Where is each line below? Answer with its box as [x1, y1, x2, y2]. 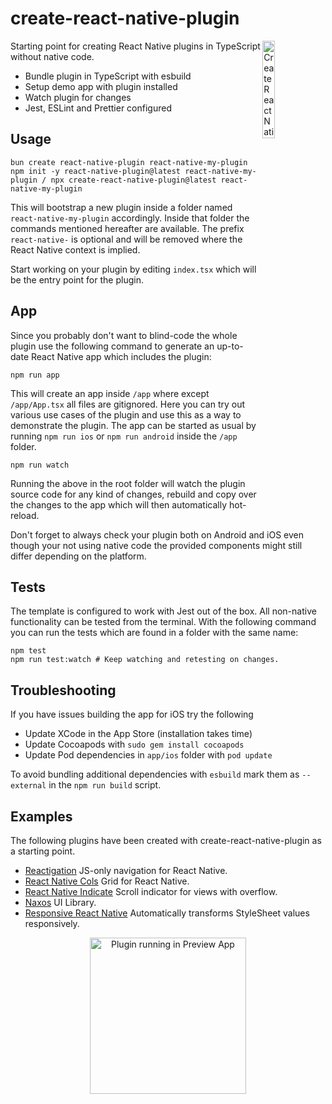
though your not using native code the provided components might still [10, 539, 303, 551]
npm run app [10, 370, 60, 380]
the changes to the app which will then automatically [10, 498, 228, 511]
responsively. [24, 918, 80, 929]
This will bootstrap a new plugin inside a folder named [10, 201, 233, 213]
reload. [10, 509, 40, 521]
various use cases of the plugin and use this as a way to [10, 408, 242, 421]
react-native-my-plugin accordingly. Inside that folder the [10, 212, 250, 224]
